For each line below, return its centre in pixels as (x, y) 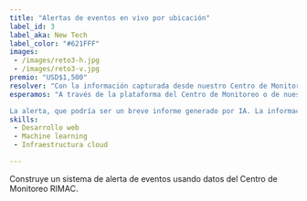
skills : (24, 120)
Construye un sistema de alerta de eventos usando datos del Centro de (143, 178)
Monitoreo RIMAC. (44, 188)
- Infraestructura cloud (60, 145)
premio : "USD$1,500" (49, 78)
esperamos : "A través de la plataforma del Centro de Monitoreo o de (145, 94)
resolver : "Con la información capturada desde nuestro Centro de (138, 86)
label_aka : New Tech (49, 35)
